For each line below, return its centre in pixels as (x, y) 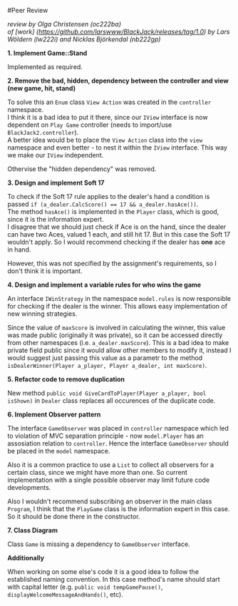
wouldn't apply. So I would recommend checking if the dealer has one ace (117, 242)
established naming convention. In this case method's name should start (114, 579)
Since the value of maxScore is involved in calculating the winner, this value (117, 328)
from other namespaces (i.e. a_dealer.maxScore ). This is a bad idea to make (118, 343)
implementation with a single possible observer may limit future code (109, 480)
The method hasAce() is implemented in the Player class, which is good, (113, 212)
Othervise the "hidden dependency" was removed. (82, 169)
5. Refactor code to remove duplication (66, 379)
